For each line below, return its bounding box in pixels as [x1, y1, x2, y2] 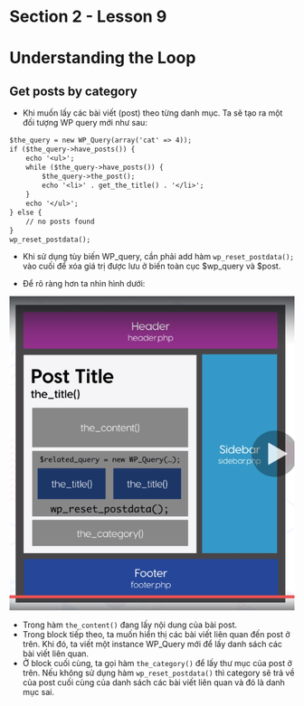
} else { [9, 208, 43, 218]
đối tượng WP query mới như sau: [22, 118, 147, 128]
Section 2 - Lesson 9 [9, 6, 167, 27]
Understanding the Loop [9, 48, 196, 69]
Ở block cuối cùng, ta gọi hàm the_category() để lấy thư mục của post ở [22, 658, 292, 669]
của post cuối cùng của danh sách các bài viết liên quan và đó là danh [22, 677, 285, 688]
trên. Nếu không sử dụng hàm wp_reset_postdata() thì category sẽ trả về [22, 667, 295, 679]
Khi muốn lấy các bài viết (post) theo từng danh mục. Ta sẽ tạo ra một [22, 108, 283, 118]
